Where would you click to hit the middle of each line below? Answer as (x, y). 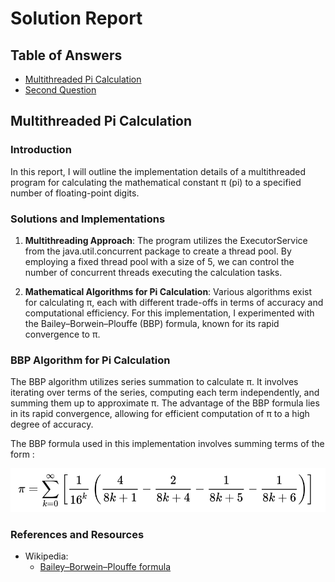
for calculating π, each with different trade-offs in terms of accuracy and (174, 302)
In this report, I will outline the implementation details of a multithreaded (158, 171)
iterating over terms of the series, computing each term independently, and (165, 393)
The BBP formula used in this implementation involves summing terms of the (167, 444)
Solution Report (76, 18)
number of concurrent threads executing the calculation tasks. (153, 272)
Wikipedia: (46, 556)
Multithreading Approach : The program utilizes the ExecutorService (166, 240)
